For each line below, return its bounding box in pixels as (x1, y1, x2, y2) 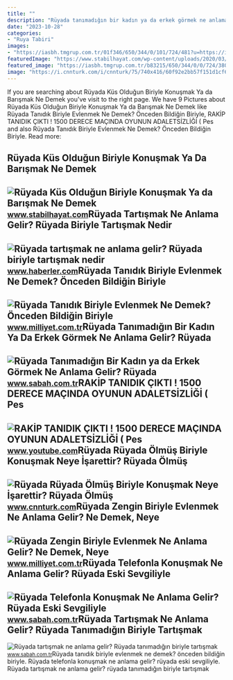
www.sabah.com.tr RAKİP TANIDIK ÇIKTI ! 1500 (7, 377, 202, 389)
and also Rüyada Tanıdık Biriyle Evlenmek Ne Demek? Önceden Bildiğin (7, 125, 212, 133)
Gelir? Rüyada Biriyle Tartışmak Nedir (7, 219, 172, 231)
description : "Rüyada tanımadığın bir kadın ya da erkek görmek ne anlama (7, 17, 228, 24)
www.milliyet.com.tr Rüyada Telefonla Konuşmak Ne (7, 557, 223, 569)
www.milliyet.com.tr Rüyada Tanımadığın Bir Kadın (7, 321, 215, 333)
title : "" (7, 10, 36, 17)
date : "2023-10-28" (7, 23, 64, 30)
